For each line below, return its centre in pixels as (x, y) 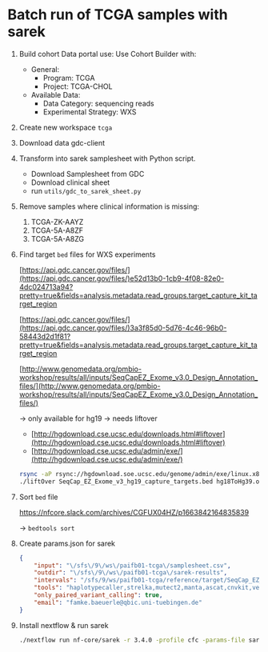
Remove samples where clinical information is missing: (109, 206)
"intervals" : (56, 580)
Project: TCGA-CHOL (78, 86)
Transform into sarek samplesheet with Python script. (107, 158)
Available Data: (56, 94)
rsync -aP (36, 474)
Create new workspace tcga (66, 127)
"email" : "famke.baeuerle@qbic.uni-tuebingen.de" (118, 602)
